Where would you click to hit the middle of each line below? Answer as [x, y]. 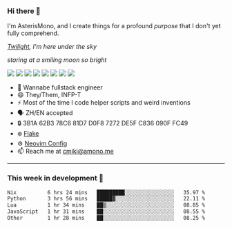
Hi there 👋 [24, 11]
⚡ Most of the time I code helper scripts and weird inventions [104, 103]
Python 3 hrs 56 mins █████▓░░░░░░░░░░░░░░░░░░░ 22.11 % [106, 199]
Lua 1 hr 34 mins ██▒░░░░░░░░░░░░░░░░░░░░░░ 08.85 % [106, 205]
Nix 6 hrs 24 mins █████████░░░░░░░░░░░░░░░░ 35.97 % [106, 192]
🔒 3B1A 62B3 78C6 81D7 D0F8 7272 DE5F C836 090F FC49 [103, 123]
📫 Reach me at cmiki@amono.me [65, 152]
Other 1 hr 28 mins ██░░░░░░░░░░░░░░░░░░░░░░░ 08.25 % [106, 218]
